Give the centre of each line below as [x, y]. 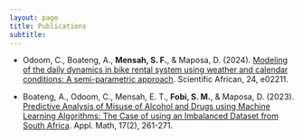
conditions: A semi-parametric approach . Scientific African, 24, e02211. [156, 79]
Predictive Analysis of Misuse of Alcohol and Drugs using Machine [147, 107]
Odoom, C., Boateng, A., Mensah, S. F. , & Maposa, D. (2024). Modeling [155, 61]
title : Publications [48, 26]
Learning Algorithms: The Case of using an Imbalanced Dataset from [150, 116]
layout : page [34, 18]
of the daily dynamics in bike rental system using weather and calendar [155, 70]
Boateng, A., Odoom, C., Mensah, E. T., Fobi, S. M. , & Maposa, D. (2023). [158, 97]
